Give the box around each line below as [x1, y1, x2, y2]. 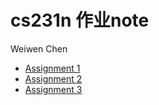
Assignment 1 [24, 62, 81, 74]
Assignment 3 [24, 83, 83, 95]
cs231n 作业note [10, 9, 150, 32]
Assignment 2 [24, 72, 83, 85]
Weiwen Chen [10, 42, 68, 55]
